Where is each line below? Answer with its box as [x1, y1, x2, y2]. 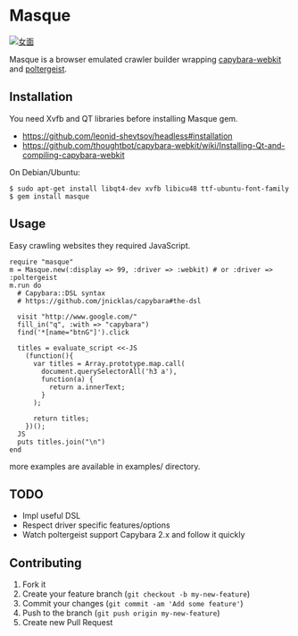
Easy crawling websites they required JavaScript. [9, 240, 191, 250]
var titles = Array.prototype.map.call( [32, 359, 186, 368]
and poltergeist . [9, 64, 68, 74]
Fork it [21, 579, 46, 590]
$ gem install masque [9, 191, 90, 201]
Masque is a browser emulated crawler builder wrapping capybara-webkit [9, 54, 282, 64]
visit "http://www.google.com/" [17, 312, 138, 321]
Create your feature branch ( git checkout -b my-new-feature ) [21, 589, 251, 599]
